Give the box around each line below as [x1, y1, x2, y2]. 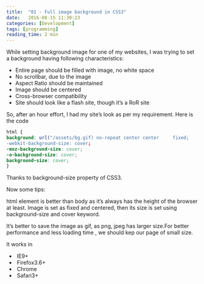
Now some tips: [6, 186, 46, 193]
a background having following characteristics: [6, 55, 124, 62]
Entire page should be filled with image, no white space [15, 66, 155, 74]
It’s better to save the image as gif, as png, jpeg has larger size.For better [6, 222, 189, 230]
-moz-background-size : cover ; [6, 146, 83, 152]
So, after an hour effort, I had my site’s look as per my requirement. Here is [6, 111, 194, 118]
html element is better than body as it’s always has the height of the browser [6, 197, 198, 205]
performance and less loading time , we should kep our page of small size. [6, 229, 194, 236]
